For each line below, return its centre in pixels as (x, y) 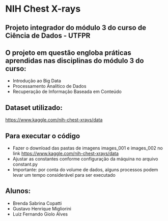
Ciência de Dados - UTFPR (48, 35)
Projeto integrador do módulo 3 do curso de (76, 28)
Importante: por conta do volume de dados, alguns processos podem (85, 170)
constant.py (25, 164)
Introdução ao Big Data (37, 81)
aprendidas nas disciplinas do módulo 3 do (75, 61)
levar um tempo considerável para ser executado (64, 175)
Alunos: (18, 191)
